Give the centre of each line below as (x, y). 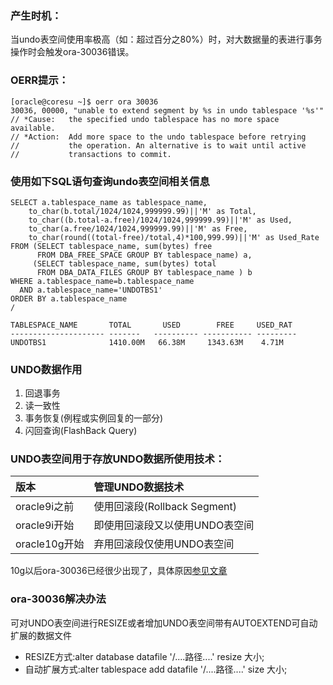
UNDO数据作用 (46, 369)
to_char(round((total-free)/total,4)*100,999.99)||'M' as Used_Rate (174, 237)
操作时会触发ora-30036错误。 (72, 52)
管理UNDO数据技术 (139, 487)
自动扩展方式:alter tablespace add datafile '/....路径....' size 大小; (156, 669)
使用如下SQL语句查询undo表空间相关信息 (110, 181)
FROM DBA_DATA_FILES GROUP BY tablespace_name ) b (144, 272)
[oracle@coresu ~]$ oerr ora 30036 (84, 102)
